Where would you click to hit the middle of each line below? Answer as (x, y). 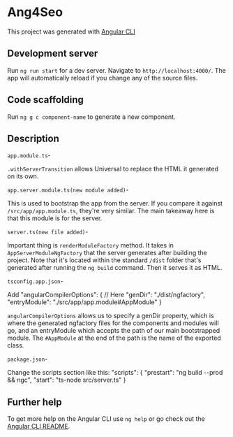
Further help (35, 402)
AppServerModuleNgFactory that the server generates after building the (107, 253)
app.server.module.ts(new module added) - (68, 190)
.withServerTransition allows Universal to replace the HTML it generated (113, 169)
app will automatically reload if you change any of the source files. (103, 78)
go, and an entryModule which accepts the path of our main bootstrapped (114, 331)
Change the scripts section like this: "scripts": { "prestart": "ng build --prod (115, 373)
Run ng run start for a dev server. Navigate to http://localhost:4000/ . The (117, 70)
